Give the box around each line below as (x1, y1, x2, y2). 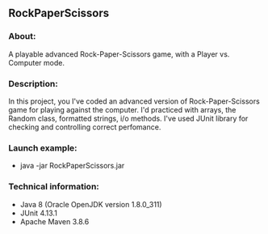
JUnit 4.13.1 (19, 208, 58, 218)
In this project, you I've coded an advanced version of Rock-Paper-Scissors (8, 96, 260, 106)
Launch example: (8, 142, 78, 153)
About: (8, 31, 36, 42)
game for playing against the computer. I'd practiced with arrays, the (8, 104, 237, 114)
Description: (8, 78, 58, 89)
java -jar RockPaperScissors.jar (19, 161, 125, 171)
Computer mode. (8, 57, 65, 67)
